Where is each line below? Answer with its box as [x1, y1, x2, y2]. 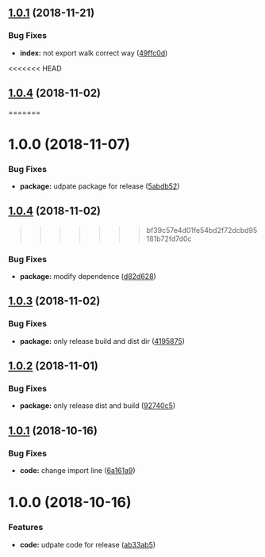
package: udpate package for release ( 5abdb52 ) [19, 181, 180, 191]
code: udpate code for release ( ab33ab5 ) [19, 540, 156, 549]
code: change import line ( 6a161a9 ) [19, 466, 136, 475]
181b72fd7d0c [146, 234, 192, 243]
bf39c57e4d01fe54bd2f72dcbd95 [146, 225, 258, 235]
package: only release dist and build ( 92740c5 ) [19, 401, 176, 410]
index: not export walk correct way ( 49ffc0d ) [19, 48, 168, 58]
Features [8, 522, 44, 533]
